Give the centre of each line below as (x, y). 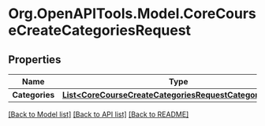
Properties (35, 59)
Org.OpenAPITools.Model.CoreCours (132, 14)
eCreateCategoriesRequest (100, 30)
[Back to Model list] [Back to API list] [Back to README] (99, 114)
